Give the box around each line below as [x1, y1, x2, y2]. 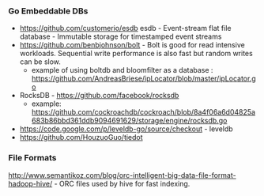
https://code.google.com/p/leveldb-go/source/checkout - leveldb [19, 124, 233, 134]
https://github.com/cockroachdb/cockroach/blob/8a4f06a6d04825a [31, 107, 255, 117]
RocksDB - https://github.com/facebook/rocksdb [19, 91, 179, 100]
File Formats [8, 153, 57, 164]
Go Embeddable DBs [8, 6, 89, 17]
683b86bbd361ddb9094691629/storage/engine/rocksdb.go [31, 116, 228, 126]
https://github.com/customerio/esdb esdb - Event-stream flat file [19, 24, 232, 33]
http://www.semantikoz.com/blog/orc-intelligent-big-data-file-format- [8, 170, 236, 179]
